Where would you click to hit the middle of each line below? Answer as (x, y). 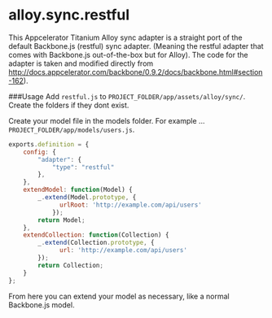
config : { (40, 152)
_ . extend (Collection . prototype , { (96, 243)
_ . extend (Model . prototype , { (87, 198)
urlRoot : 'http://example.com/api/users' (131, 205)
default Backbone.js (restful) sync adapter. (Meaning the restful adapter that (136, 46)
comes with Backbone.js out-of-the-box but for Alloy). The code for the (128, 54)
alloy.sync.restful (69, 15)
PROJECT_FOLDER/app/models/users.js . (72, 129)
